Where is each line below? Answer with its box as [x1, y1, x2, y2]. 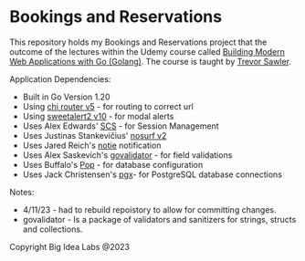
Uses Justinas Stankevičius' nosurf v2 [22, 130, 167, 141]
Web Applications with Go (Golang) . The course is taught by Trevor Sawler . [9, 56, 292, 67]
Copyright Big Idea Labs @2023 [9, 241, 131, 252]
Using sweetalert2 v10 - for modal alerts [22, 110, 174, 121]
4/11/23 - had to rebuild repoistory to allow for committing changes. [22, 204, 277, 215]
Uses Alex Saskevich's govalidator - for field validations [22, 149, 233, 161]
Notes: [9, 186, 35, 197]
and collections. [22, 224, 83, 235]
